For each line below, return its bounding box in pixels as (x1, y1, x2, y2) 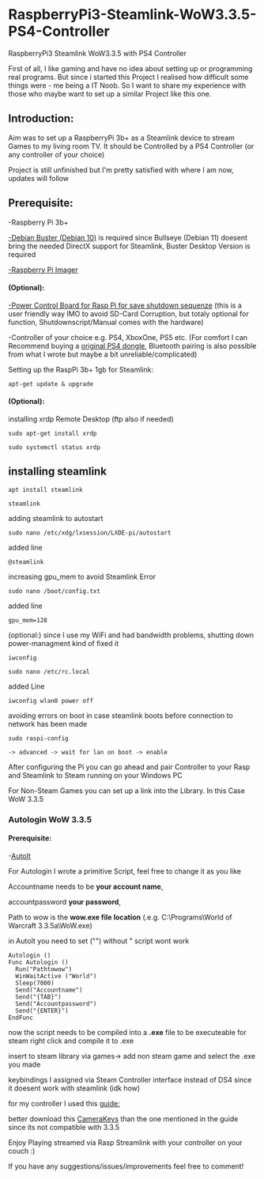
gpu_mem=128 (8, 616, 47, 624)
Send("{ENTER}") (15, 1007, 69, 1015)
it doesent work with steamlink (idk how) (8, 1083, 141, 1093)
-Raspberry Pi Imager (8, 265, 78, 274)
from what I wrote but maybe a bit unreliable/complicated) (8, 350, 198, 359)
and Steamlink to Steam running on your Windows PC (8, 770, 183, 780)
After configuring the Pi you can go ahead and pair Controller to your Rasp (8, 761, 251, 772)
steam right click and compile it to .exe (8, 1036, 134, 1045)
